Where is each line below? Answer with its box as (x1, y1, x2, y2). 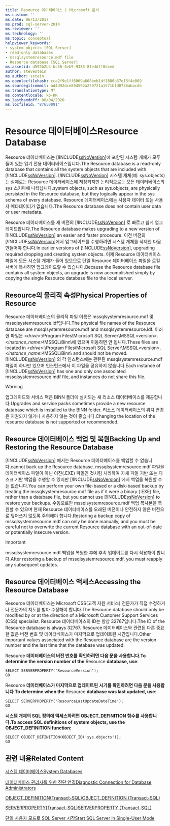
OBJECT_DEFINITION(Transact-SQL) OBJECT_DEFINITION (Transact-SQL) (5, 795, 160, 801)
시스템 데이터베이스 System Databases (5, 768, 83, 775)
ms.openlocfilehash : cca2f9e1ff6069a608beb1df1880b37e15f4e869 (5, 78, 142, 83)
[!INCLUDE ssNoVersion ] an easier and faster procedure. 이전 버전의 (5, 232, 146, 238)
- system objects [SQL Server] (5, 45, 72, 50)
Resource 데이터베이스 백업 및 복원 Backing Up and (5, 435, 161, 443)
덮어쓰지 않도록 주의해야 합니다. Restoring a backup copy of (10, 512, 131, 519)
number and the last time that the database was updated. (5, 642, 125, 648)
